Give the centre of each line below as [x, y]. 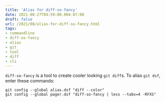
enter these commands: [30, 81]
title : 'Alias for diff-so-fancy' [42, 10]
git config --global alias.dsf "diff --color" [55, 90]
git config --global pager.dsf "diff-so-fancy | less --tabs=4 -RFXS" [81, 94]
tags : [11, 29]
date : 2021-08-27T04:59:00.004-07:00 [45, 15]
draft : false [19, 19]
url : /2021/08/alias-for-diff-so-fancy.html [53, 24]
